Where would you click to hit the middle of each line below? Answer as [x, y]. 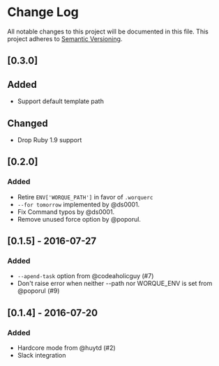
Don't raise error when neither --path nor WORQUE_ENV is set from [115, 284]
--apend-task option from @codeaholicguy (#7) [85, 276]
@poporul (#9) [38, 291]
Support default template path [61, 101]
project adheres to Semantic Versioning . [65, 38]
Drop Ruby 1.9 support [50, 139]
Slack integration [41, 356]
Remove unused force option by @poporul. [79, 219]
